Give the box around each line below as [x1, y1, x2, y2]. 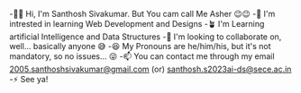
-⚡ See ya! [9, 74, 49, 84]
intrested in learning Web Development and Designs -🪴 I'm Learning [9, 19, 265, 29]
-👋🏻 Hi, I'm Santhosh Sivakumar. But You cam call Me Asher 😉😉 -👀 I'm [9, 9, 276, 19]
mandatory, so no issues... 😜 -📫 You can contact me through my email [9, 51, 275, 62]
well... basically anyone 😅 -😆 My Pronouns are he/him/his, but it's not [9, 41, 272, 51]
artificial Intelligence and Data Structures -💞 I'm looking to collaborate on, [9, 31, 282, 42]
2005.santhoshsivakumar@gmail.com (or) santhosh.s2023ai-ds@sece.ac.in [9, 63, 292, 74]
